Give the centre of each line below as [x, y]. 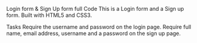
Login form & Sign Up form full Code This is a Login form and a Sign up [95, 9]
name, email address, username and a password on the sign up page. [94, 33]
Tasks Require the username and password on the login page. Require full [99, 27]
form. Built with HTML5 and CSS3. [49, 15]
